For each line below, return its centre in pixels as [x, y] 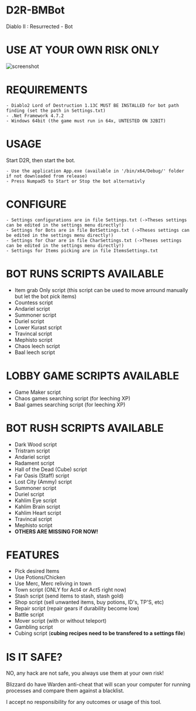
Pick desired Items [37, 571]
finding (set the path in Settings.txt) [56, 111]
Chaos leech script [37, 346]
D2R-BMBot [35, 10]
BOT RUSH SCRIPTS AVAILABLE [85, 428]
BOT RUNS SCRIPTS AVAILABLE [85, 274]
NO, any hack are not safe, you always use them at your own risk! [85, 673]
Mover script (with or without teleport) [61, 621]
